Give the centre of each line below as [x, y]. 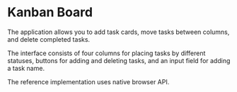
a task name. [26, 68]
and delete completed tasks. [49, 39]
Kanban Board [50, 12]
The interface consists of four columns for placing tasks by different [106, 53]
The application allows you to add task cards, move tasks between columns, [118, 32]
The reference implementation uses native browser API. [88, 81]
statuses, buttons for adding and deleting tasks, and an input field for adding [119, 60]
